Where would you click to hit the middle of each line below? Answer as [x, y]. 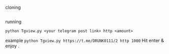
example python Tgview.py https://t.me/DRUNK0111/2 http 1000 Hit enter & [85, 40]
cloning [13, 7]
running [13, 22]
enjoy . [12, 46]
